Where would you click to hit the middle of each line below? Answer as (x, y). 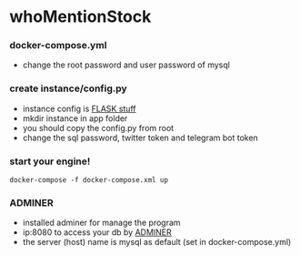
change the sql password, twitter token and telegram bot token (140, 138)
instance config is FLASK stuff (79, 108)
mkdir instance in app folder (75, 118)
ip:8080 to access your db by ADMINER (97, 232)
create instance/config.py (68, 88)
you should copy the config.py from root (98, 128)
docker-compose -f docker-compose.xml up (89, 180)
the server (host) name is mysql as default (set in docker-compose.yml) (157, 242)
